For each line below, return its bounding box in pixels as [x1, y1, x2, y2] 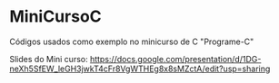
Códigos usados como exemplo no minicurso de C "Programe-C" [9, 36, 254, 47]
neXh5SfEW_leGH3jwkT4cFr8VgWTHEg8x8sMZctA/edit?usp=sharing [9, 63, 271, 74]
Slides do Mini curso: [9, 53, 88, 64]
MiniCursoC [9, 6, 102, 27]
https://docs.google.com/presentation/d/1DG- [89, 53, 262, 64]
